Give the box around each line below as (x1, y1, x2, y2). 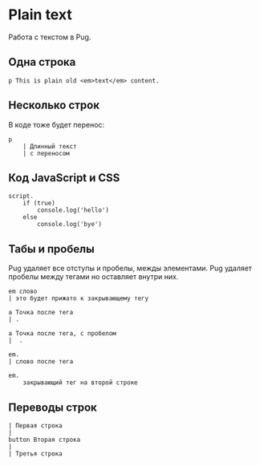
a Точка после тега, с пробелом (8, 330, 116, 338)
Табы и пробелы (8, 242, 95, 256)
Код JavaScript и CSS (8, 171, 120, 184)
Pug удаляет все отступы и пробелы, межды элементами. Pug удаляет (8, 263, 253, 274)
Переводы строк (8, 400, 98, 414)
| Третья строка (8, 450, 63, 458)
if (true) (22, 199, 56, 208)
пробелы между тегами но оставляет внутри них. (8, 272, 179, 282)
